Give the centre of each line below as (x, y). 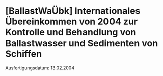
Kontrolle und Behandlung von (71, 32)
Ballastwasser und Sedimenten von (82, 43)
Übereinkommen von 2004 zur (72, 22)
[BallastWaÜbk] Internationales (73, 11)
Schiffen (24, 54)
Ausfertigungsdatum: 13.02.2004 (40, 68)
